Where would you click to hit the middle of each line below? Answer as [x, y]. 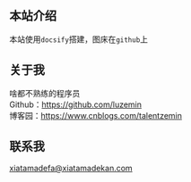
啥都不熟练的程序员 [45, 93]
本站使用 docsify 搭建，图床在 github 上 [79, 39]
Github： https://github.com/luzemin [75, 104]
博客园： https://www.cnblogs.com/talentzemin [95, 115]
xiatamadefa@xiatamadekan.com [71, 169]
